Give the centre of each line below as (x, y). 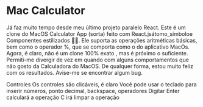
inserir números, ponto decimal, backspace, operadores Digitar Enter (93, 91)
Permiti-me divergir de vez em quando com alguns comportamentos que (98, 60)
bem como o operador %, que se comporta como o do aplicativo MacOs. (98, 47)
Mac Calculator (46, 11)
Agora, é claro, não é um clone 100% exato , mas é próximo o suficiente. (97, 53)
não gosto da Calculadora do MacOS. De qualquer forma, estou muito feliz (100, 66)
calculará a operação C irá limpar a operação (63, 97)
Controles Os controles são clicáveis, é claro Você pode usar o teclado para (101, 84)
